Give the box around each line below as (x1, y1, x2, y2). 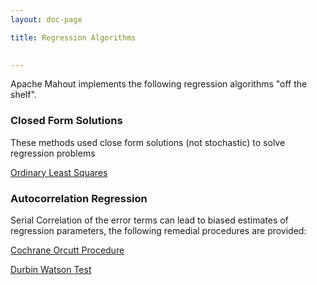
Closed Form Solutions (10, 114, 123, 128)
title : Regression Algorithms (10, 32, 137, 43)
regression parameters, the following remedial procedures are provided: (10, 224, 307, 236)
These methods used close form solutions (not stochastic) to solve (10, 136, 286, 148)
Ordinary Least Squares (10, 166, 108, 178)
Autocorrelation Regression (10, 191, 148, 205)
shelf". (10, 89, 37, 101)
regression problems (10, 147, 96, 159)
